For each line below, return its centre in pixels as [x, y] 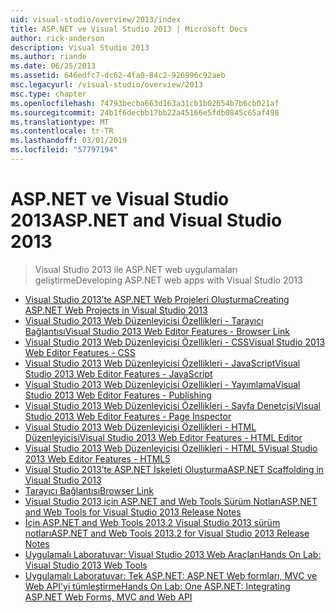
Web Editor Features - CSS [80, 352]
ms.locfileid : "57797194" [64, 150]
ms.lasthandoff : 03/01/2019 [69, 141]
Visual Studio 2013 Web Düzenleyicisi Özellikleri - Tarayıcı [144, 320]
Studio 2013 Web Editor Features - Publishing [118, 395]
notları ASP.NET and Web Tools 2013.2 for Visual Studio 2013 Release [167, 533]
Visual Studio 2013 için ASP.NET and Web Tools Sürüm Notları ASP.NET [171, 501]
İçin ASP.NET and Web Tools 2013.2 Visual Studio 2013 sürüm [152, 522]
